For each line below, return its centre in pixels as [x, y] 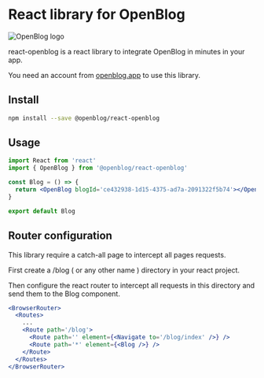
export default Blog [42, 211]
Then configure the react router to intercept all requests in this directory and [132, 285]
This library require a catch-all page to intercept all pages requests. [117, 254]
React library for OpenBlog [97, 15]
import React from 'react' [52, 161]
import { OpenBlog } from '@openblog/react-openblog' [98, 168]
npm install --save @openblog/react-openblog [84, 118]
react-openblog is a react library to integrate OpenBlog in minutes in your [126, 51]
